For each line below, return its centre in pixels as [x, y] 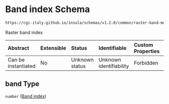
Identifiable [112, 48]
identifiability [114, 66]
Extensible [53, 48]
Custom [144, 45]
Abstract [18, 48]
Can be [16, 60]
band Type [22, 84]
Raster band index [24, 32]
